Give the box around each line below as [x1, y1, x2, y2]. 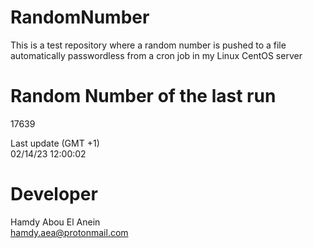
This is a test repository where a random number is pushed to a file [10, 39, 287, 51]
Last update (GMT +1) [10, 137, 100, 149]
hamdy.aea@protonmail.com [10, 226, 129, 238]
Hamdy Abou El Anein [10, 216, 101, 228]
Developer [10, 183, 98, 206]
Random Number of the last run [10, 85, 277, 108]
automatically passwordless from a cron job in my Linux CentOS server [10, 49, 303, 61]
